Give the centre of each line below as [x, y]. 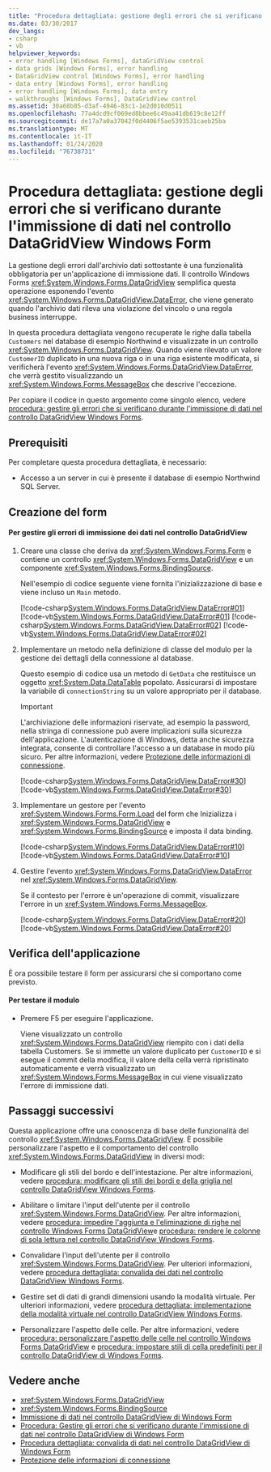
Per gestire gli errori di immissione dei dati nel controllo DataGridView [128, 533]
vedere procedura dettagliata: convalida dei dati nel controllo [122, 1272]
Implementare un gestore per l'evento [83, 805]
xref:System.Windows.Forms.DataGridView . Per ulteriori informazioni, [136, 1263]
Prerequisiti [38, 442]
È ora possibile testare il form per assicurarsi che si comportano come [125, 973]
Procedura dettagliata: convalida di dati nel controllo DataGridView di [135, 1443]
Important [36, 706]
